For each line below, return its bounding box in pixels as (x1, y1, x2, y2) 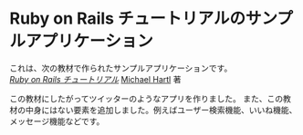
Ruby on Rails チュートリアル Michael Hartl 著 (9, 73, 182, 84)
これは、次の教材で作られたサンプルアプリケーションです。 (9, 63, 233, 73)
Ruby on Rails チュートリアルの (9, 8, 246, 29)
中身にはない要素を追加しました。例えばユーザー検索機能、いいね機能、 (25, 104, 298, 115)
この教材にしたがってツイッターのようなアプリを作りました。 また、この (9, 92, 284, 104)
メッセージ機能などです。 (9, 115, 105, 127)
